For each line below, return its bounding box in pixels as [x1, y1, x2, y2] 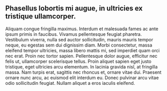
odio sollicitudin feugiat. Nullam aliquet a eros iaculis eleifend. [5, 80, 135, 86]
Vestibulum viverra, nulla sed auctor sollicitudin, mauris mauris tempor [5, 36, 153, 42]
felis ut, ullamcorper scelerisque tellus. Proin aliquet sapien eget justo [5, 58, 152, 64]
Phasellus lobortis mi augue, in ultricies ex [5, 4, 143, 13]
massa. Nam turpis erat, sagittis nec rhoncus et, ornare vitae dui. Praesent [5, 69, 162, 75]
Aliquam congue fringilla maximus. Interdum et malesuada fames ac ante [5, 26, 158, 32]
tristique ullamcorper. [5, 12, 76, 21]
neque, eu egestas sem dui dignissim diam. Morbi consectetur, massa [5, 42, 152, 48]
